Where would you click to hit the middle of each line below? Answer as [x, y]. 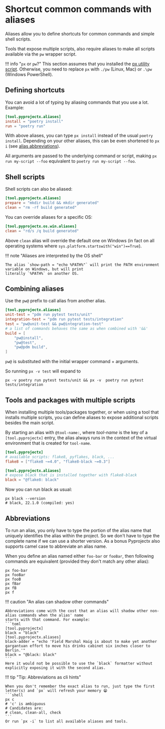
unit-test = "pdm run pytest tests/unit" [49, 315]
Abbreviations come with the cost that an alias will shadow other [77, 611]
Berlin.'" [15, 650]
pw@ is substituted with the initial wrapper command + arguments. [72, 361]
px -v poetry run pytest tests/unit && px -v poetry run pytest [74, 381]
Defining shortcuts [35, 90]
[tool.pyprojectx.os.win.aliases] [41, 226]
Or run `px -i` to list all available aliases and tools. [67, 721]
